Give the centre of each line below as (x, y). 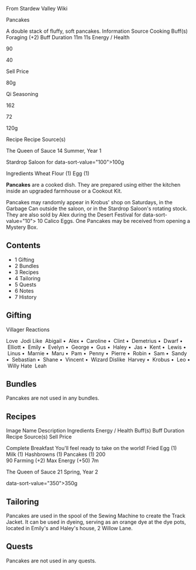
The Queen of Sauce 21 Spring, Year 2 (52, 472)
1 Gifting (24, 259)
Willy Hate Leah (27, 366)
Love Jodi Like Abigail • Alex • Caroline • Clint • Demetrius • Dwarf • (94, 341)
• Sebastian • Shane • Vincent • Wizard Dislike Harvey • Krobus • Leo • (98, 359)
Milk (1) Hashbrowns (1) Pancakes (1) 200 (56, 454)
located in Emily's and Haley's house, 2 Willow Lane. (69, 528)
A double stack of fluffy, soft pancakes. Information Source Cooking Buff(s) (97, 31)
